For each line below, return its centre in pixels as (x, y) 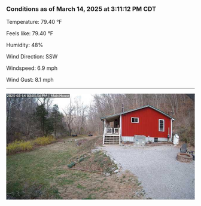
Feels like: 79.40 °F (30, 33)
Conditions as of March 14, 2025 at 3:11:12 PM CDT (81, 9)
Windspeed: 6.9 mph (32, 68)
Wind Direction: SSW (32, 57)
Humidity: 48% (25, 45)
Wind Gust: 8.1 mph (30, 80)
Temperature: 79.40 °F (34, 22)
